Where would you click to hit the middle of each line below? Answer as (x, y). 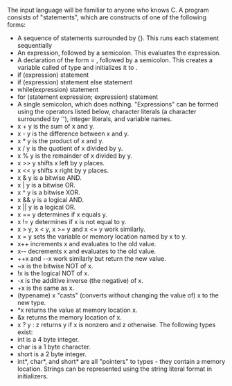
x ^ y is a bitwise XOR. (49, 192)
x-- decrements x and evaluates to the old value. (87, 251)
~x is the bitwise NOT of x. (55, 266)
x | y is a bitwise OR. (46, 185)
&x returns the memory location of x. (70, 317)
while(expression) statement (58, 90)
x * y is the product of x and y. (60, 141)
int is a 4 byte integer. (48, 339)
